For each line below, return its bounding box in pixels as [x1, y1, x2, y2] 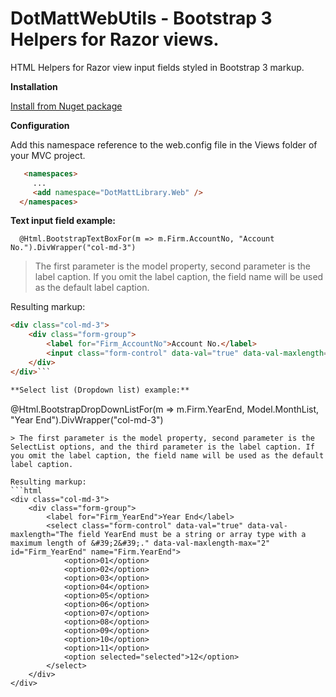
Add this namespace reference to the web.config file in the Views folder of [10, 138, 318, 151]
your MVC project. [10, 149, 86, 161]
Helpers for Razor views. [10, 28, 220, 51]
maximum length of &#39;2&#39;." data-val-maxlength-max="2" [10, 538, 271, 548]
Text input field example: [10, 215, 117, 227]
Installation [10, 80, 58, 92]
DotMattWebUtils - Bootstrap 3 [10, 7, 273, 30]
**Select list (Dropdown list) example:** [10, 385, 190, 395]
